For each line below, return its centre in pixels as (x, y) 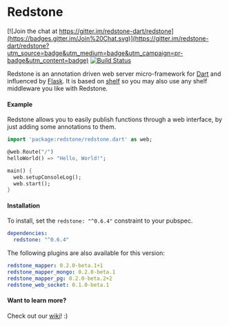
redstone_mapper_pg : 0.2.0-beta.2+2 (60, 278)
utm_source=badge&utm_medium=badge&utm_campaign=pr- (95, 53)
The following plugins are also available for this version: (86, 253)
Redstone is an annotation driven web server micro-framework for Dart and (114, 74)
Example (20, 104)
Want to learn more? (37, 300)
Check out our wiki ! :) (38, 316)
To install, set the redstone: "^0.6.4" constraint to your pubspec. (100, 221)
